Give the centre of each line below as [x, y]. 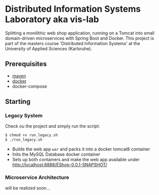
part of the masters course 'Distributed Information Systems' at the [73, 43]
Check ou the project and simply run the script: [53, 126]
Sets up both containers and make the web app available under [76, 160]
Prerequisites [26, 64]
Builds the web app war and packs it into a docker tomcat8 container [81, 149]
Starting [18, 102]
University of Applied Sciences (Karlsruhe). [49, 49]
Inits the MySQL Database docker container [56, 154]
